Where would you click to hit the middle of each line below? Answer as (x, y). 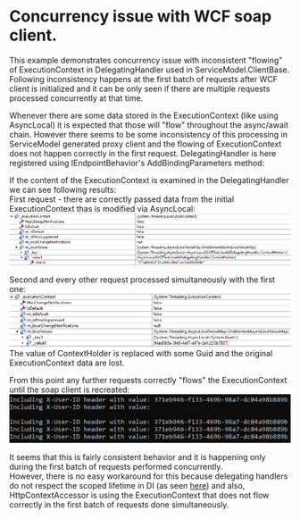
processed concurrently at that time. (76, 98)
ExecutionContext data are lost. (67, 363)
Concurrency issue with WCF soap (141, 17)
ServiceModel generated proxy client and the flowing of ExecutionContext (146, 144)
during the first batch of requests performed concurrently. (116, 467)
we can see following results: (63, 189)
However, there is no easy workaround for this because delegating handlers (149, 476)
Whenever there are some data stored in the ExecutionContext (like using (144, 115)
